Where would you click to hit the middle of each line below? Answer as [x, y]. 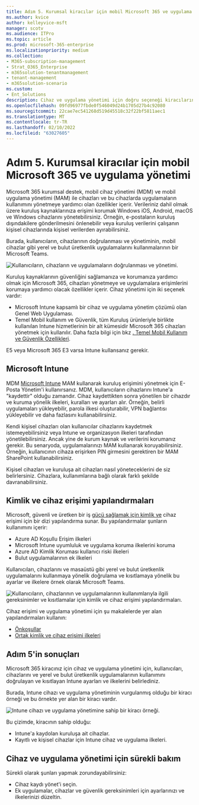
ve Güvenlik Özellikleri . [43, 339]
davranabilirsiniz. [27, 482]
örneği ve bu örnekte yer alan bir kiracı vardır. [62, 699]
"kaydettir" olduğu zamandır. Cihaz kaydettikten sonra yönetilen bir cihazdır [98, 396]
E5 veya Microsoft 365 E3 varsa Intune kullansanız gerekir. [78, 350]
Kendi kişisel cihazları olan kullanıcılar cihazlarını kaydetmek [79, 426]
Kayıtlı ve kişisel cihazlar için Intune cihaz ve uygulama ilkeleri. [91, 740]
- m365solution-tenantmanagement [47, 72]
